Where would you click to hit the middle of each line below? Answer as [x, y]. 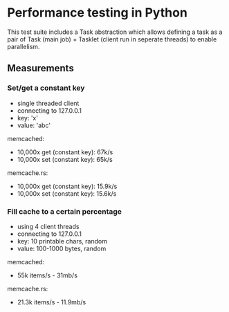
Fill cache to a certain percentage [65, 211]
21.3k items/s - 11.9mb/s [52, 302]
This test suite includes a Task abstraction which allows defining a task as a [115, 32]
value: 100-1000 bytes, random [62, 248]
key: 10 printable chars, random [62, 241]
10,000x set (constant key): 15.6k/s [67, 193]
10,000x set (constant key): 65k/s [65, 159]
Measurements [40, 68]
